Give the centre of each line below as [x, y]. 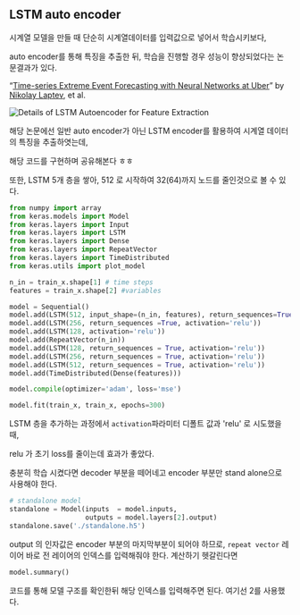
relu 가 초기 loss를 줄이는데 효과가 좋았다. [82, 454]
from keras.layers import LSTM [67, 233]
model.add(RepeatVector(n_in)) [67, 340]
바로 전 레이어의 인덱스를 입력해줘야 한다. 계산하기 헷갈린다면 [132, 555]
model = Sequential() [50, 307]
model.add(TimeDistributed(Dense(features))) [95, 373]
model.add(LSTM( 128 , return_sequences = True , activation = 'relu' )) [137, 348]
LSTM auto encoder [65, 15]
